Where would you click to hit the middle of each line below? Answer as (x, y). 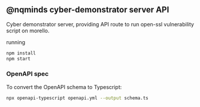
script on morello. (28, 30)
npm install (21, 53)
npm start (19, 59)
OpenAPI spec (28, 74)
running (16, 42)
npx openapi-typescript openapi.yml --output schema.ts (77, 98)
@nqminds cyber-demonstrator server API (88, 10)
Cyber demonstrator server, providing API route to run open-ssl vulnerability (100, 24)
